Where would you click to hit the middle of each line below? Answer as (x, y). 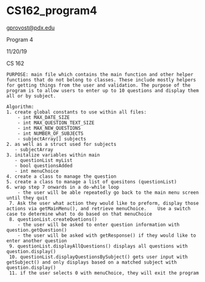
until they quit (27, 198)
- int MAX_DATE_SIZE (44, 117)
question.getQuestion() (37, 230)
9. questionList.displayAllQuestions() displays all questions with (99, 246)
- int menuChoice (37, 171)
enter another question (37, 241)
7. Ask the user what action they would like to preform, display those (104, 203)
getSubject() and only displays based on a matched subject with (91, 262)
